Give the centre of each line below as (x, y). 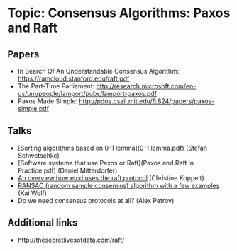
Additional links (43, 223)
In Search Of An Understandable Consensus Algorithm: (98, 71)
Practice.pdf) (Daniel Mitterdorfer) (67, 170)
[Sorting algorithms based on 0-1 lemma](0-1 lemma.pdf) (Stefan (112, 148)
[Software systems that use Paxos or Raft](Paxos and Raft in (106, 163)
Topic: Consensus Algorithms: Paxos (119, 13)
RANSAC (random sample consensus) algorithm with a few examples (118, 185)
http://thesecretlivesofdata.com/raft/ (71, 240)
